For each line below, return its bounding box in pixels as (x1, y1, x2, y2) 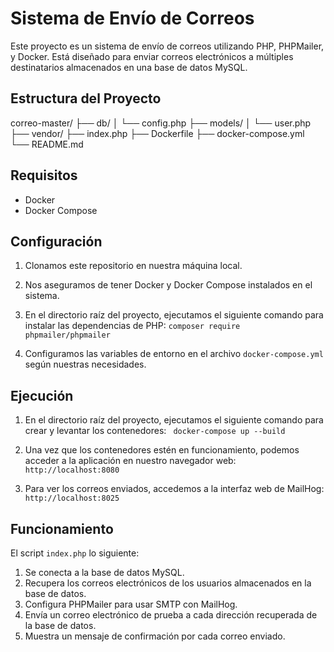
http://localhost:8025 (24, 493, 120, 504)
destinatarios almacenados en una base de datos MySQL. (10, 61, 248, 73)
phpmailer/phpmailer (24, 330, 111, 341)
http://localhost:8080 (24, 465, 120, 476)
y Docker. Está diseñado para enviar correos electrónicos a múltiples (10, 50, 294, 62)
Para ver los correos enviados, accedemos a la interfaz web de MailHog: (24, 483, 325, 495)
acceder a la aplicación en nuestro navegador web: (24, 455, 237, 467)
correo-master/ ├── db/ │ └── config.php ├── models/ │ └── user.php (10, 117, 312, 129)
